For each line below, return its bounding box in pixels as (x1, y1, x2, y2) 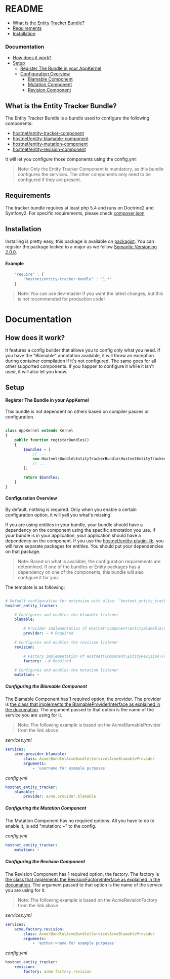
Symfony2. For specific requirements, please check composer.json (5, 210, 145, 216)
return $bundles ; (23, 475, 60, 480)
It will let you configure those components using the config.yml (5, 156, 137, 162)
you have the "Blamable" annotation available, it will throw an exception (5, 352, 154, 358)
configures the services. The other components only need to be (17, 172, 151, 178)
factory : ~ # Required (23, 658, 71, 663)
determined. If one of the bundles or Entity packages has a (17, 564, 141, 570)
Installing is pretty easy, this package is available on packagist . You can (5, 238, 154, 244)
